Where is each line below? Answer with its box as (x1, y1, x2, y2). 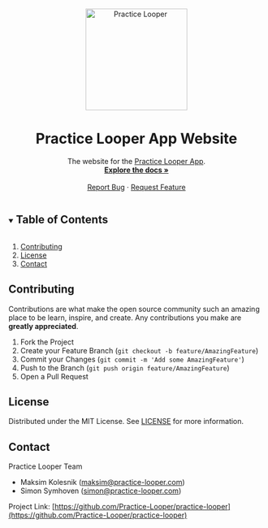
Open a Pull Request (19, 371, 89, 381)
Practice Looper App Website (35, 130, 238, 148)
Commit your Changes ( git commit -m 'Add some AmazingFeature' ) (19, 354, 245, 364)
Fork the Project (19, 337, 75, 347)
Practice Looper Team (8, 461, 83, 471)
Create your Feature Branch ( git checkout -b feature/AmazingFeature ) (19, 345, 259, 355)
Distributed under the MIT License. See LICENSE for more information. (8, 417, 244, 426)
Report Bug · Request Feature (87, 182, 186, 192)
